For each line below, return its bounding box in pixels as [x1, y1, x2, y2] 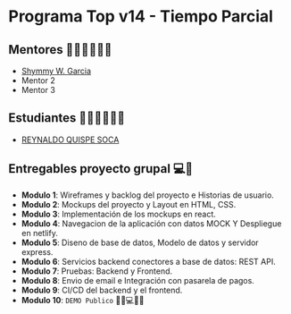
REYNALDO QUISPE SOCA [21, 134, 120, 145]
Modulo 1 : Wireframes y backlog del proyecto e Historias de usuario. [21, 190, 274, 200]
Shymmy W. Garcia [21, 65, 91, 76]
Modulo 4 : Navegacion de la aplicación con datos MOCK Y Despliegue [21, 217, 282, 229]
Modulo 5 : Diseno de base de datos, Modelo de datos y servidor [21, 237, 260, 248]
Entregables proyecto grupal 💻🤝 [8, 161, 194, 176]
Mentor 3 [21, 85, 55, 95]
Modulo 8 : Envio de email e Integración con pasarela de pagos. [21, 275, 255, 285]
